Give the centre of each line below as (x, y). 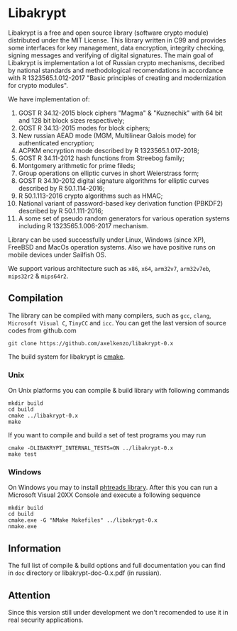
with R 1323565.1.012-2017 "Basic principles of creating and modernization (117, 78)
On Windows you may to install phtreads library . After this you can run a (113, 488)
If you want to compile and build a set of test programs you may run (107, 435)
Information (35, 548)
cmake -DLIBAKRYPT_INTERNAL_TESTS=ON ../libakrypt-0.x (91, 448)
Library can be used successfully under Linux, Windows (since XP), (107, 240)
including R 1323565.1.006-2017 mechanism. (83, 225)
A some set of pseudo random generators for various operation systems (124, 218)
